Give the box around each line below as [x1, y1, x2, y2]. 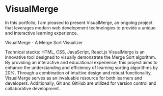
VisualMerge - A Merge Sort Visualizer [5, 39, 83, 45]
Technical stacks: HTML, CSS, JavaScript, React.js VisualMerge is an [5, 49, 145, 55]
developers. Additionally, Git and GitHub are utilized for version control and [5, 80, 157, 86]
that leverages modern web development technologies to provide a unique [5, 24, 156, 30]
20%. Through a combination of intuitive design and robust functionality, [5, 70, 152, 75]
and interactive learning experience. [5, 30, 78, 36]
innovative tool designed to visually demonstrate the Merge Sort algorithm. [5, 54, 156, 60]
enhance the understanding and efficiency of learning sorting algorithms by [5, 65, 158, 71]
